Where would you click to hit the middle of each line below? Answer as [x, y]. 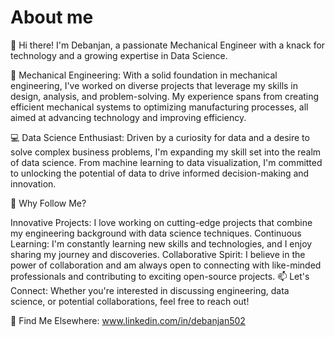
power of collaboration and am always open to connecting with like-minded [166, 265]
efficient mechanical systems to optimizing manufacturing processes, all [159, 107]
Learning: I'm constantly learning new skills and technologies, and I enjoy [161, 243]
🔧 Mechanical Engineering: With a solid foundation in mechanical [144, 75]
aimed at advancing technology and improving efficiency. [128, 117]
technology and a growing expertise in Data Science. [119, 55]
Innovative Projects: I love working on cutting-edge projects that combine [161, 222]
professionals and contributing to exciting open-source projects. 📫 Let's [160, 276]
